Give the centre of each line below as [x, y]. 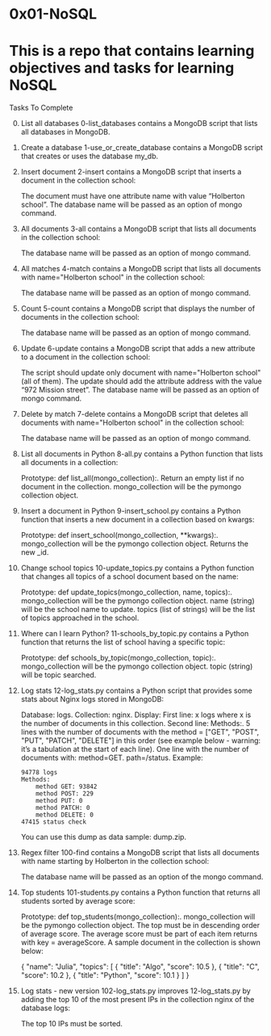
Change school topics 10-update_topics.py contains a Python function [138, 568]
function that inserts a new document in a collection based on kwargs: [138, 520]
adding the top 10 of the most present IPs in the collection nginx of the [138, 1000]
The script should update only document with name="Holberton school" [141, 373]
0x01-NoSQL [53, 14]
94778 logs [39, 773]
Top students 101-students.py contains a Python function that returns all [140, 892]
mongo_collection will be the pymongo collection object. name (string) [138, 601]
